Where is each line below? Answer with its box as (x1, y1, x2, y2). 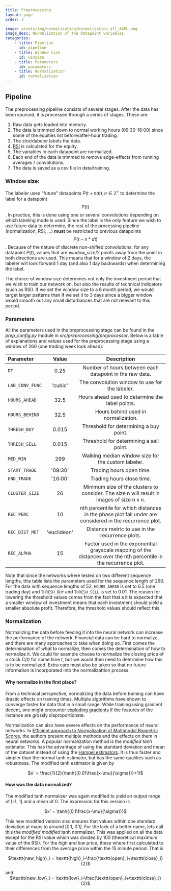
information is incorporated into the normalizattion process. (5, 667, 130, 673)
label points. (106, 400, 135, 407)
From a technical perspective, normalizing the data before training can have (5, 690, 164, 696)
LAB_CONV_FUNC (8, 382, 42, 389)
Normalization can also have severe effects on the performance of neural (5, 722, 159, 728)
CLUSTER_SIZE (8, 491, 40, 496)
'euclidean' (46, 529, 74, 536)
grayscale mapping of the (90, 547, 152, 554)
